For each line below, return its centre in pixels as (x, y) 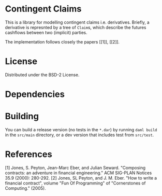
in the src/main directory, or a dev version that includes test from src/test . (79, 135)
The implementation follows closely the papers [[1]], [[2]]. (62, 42)
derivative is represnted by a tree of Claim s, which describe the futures (76, 27)
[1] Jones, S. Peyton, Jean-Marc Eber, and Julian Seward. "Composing (75, 168)
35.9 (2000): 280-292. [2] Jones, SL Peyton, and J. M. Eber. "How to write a (81, 178)
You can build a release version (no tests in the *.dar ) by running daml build (81, 130)
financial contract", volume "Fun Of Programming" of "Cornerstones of (75, 183)
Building (22, 116)
